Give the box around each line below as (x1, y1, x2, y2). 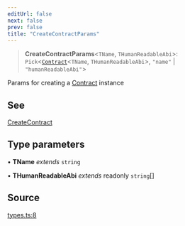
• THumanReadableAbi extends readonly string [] (7, 171, 155, 180)
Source (7, 192, 40, 204)
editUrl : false (7, 10, 52, 18)
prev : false (7, 23, 43, 31)
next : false (7, 17, 43, 24)
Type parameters (7, 139, 85, 151)
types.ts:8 (7, 210, 37, 219)
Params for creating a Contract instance (7, 79, 124, 87)
